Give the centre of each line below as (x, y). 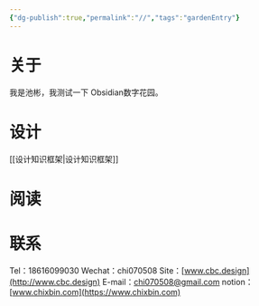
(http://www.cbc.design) (55, 282)
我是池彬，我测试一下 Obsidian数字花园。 (87, 92)
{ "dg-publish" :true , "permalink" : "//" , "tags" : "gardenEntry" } (125, 18)
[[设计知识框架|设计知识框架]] (64, 158)
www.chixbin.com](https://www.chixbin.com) (97, 292)
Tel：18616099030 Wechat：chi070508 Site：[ (97, 270)
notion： (237, 282)
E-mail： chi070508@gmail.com (161, 282)
